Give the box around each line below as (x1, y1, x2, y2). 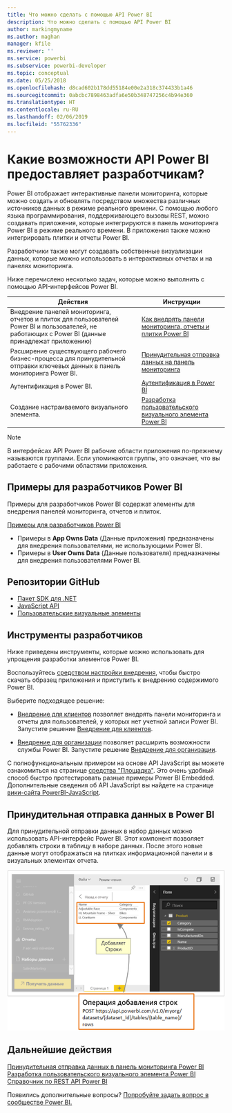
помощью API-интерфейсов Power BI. (7, 282, 119, 290)
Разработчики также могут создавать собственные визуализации (7, 247, 202, 255)
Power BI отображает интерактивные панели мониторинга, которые (7, 189, 209, 198)
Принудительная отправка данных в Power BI (7, 808, 215, 821)
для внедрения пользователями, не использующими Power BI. (17, 541, 202, 550)
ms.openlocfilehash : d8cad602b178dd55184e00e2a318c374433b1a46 (7, 84, 193, 91)
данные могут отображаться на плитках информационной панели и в (7, 849, 213, 857)
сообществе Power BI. (7, 1098, 72, 1106)
